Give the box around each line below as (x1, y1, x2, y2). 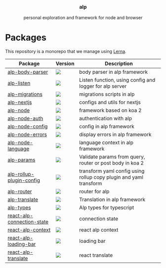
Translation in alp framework (79, 196, 146, 203)
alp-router (7, 188, 32, 195)
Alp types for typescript (79, 204, 134, 211)
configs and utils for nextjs (79, 99, 141, 106)
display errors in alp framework (79, 131, 152, 138)
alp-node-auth (7, 115, 43, 122)
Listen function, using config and (79, 77, 156, 84)
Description (104, 60, 133, 67)
